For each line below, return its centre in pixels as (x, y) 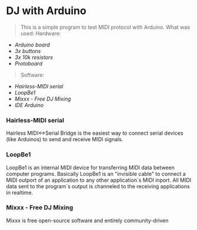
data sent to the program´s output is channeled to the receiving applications (98, 186)
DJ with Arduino (46, 11)
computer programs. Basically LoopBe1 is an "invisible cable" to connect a (96, 174)
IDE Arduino (29, 105)
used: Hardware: (41, 33)
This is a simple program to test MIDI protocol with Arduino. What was (105, 27)
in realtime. (20, 192)
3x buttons (28, 51)
